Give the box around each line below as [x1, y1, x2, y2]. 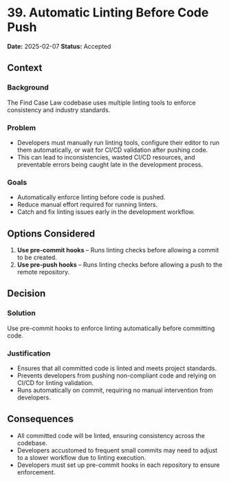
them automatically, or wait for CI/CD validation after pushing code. [17, 146, 208, 154]
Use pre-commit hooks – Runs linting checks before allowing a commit [17, 246, 219, 254]
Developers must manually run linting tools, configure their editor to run [17, 138, 220, 146]
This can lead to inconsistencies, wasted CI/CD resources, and [17, 153, 195, 161]
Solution [7, 308, 36, 318]
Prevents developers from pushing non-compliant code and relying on [17, 371, 217, 380]
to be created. [17, 253, 57, 262]
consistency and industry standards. [7, 105, 111, 114]
